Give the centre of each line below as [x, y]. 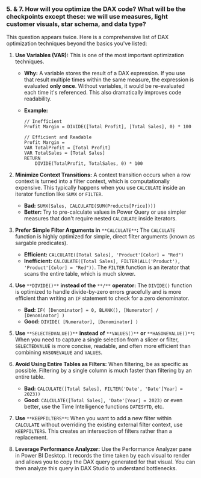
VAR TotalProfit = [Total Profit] [67, 148]
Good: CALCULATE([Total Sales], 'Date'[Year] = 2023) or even [103, 400]
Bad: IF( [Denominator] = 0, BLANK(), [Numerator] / [91, 310]
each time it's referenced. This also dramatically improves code [103, 93]
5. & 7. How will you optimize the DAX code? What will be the [96, 9]
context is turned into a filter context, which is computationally [92, 181]
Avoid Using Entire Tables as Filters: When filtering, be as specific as [101, 364]
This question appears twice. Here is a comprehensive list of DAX [88, 37]
